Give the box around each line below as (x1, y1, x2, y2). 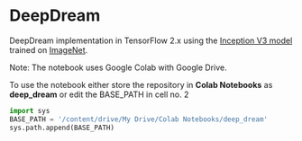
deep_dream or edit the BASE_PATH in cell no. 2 (9, 89, 189, 100)
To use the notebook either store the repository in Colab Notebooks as (9, 79, 273, 90)
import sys (9, 106, 50, 115)
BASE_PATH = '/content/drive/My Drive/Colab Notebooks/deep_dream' (9, 114, 269, 124)
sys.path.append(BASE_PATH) (9, 123, 115, 132)
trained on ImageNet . (9, 44, 88, 55)
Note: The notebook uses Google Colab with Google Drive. (9, 62, 227, 73)
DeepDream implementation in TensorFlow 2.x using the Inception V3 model (9, 35, 293, 46)
